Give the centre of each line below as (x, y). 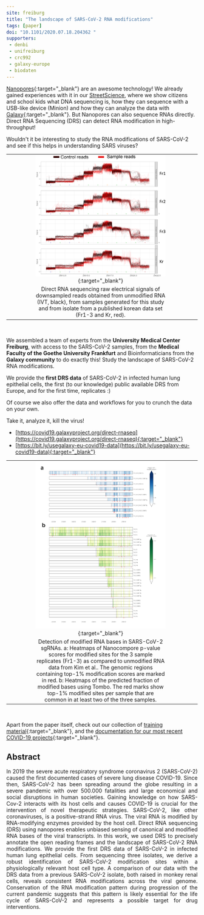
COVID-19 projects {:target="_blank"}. (53, 738)
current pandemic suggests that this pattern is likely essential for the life (102, 894)
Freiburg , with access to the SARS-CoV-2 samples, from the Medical (93, 347)
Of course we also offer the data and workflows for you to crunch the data (99, 402)
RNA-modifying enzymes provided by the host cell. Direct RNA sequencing (102, 823)
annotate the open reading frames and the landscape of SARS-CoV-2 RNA (102, 842)
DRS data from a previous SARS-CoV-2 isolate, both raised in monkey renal (102, 875)
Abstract (23, 757)
